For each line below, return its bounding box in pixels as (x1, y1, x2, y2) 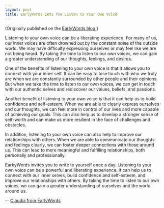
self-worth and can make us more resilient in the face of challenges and (5, 117, 151, 122)
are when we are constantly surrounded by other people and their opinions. (5, 76, 158, 82)
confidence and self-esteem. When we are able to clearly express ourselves (5, 101, 160, 107)
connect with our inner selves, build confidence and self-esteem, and (5, 172, 146, 178)
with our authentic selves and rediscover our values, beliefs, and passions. (5, 86, 156, 92)
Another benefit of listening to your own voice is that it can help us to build (5, 95, 156, 101)
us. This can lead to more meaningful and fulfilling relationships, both (5, 147, 145, 153)
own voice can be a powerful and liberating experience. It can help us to (5, 167, 151, 173)
